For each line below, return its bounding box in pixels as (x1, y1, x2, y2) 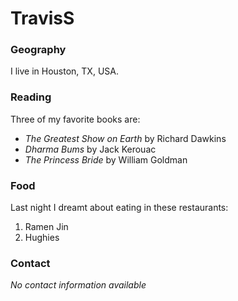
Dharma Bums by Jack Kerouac (24, 143, 157, 155)
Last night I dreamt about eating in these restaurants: (10, 202, 229, 214)
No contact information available (10, 279, 147, 291)
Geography (10, 43, 67, 57)
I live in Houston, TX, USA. (10, 65, 119, 77)
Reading (10, 90, 52, 104)
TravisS (10, 7, 75, 30)
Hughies (24, 232, 60, 244)
